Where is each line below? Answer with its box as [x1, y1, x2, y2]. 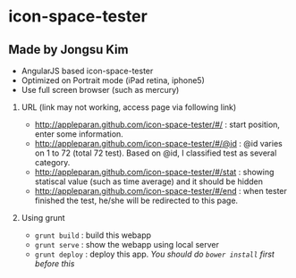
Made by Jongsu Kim [8, 42, 129, 57]
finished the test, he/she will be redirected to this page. [34, 195, 239, 206]
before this [34, 258, 75, 269]
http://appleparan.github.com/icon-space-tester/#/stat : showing [34, 167, 275, 177]
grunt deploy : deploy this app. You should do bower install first [34, 249, 275, 259]
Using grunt [21, 213, 65, 223]
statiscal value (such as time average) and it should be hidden [34, 176, 264, 187]
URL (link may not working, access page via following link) [21, 102, 237, 113]
